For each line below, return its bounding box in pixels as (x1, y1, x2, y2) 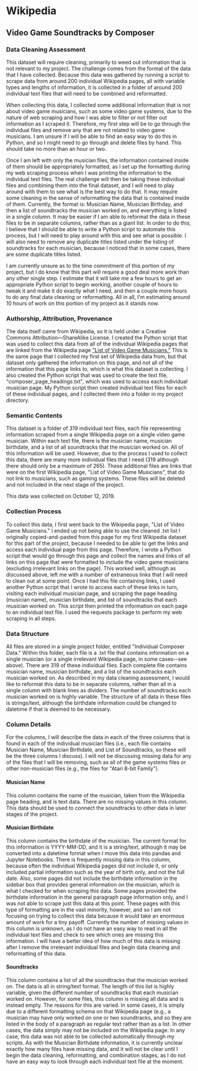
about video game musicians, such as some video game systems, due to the (6, 107, 192, 114)
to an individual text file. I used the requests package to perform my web (6, 609, 183, 616)
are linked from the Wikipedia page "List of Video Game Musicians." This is (6, 347, 188, 354)
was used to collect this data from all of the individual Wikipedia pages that (6, 340, 189, 347)
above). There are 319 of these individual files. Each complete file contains (6, 662, 187, 669)
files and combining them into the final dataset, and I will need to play (6, 182, 175, 189)
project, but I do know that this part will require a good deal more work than (6, 268, 190, 275)
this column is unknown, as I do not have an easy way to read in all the (6, 925, 177, 932)
